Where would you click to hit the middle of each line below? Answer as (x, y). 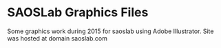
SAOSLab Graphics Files (78, 13)
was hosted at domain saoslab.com (57, 38)
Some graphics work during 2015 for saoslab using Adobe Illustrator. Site (110, 31)
